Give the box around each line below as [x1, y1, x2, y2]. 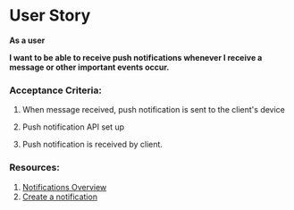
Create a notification [21, 191, 98, 202]
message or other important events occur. [9, 62, 170, 72]
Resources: [9, 162, 60, 174]
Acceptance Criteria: [9, 84, 103, 97]
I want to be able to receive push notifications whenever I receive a [9, 52, 263, 63]
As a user [9, 35, 46, 46]
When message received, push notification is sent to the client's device [21, 105, 286, 115]
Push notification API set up [21, 122, 125, 132]
